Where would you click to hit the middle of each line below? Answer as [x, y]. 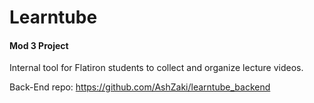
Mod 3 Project [39, 45]
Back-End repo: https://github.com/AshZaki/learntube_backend [140, 87]
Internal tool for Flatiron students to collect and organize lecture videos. [156, 68]
